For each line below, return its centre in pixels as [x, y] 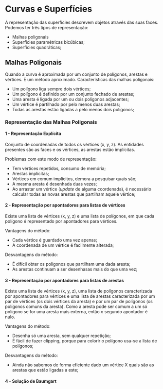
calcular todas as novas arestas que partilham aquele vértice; [74, 194]
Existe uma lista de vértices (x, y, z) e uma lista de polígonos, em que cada [80, 216]
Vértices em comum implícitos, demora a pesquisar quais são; [74, 179]
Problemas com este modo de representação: [51, 159]
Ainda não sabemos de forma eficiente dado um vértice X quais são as [83, 365]
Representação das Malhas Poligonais [51, 122]
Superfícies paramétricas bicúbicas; [48, 42]
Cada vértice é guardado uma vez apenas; [54, 240]
